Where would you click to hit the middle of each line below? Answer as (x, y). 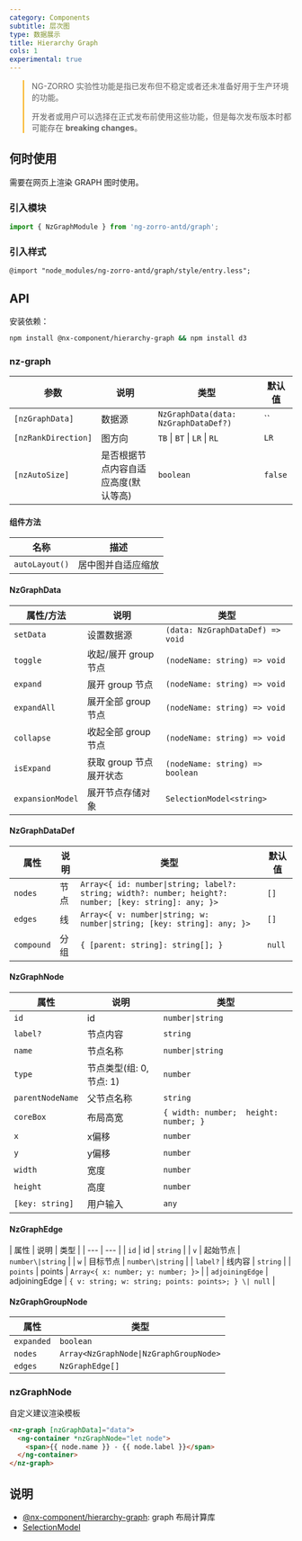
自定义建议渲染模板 (45, 1412)
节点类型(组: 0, (118, 1069)
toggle (28, 660)
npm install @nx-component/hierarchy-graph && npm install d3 (128, 338)
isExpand (32, 768)
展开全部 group (119, 701)
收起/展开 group (120, 654)
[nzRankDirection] (53, 438)
